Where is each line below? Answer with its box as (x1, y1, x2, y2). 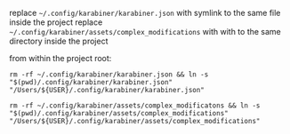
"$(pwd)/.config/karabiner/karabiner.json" (9, 78, 173, 87)
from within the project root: (9, 53, 112, 63)
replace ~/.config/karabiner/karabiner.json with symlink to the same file (9, 8, 281, 18)
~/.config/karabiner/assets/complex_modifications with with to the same (9, 27, 282, 36)
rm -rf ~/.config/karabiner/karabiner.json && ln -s (9, 70, 209, 79)
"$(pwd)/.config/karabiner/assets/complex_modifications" (9, 109, 229, 118)
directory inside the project (9, 35, 109, 46)
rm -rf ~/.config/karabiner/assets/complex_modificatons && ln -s (9, 101, 261, 110)
